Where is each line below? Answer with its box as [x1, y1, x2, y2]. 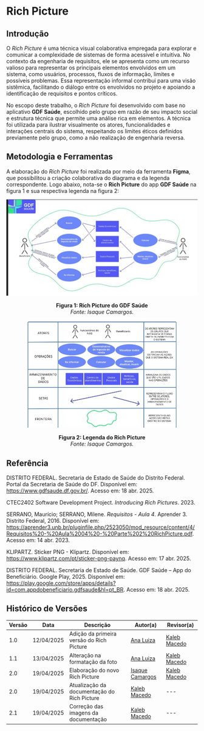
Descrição [84, 621, 111, 629]
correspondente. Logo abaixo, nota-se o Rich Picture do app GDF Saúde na [6, 181, 197, 188]
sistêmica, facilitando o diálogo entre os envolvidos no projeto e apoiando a [6, 83, 195, 91]
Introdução [6, 29, 49, 39]
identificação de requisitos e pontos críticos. [6, 90, 118, 97]
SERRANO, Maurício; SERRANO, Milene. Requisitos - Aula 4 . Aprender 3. [6, 510, 188, 518]
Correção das [69, 703, 104, 710]
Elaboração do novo [69, 666, 120, 674]
